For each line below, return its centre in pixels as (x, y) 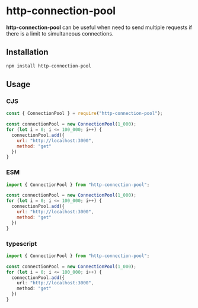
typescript (22, 243)
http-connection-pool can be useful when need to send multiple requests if (99, 27)
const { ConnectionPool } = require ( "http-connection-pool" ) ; (84, 114)
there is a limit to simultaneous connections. (60, 33)
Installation (27, 52)
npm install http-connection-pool (49, 66)
